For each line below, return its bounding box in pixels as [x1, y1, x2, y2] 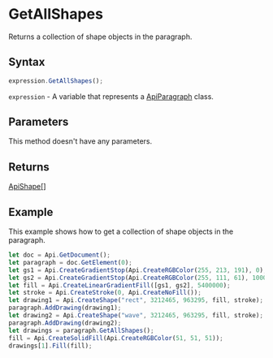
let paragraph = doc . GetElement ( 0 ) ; [8, 258, 132, 266]
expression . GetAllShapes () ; [8, 76, 104, 85]
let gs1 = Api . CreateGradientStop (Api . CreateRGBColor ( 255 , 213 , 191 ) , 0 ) [8, 265, 264, 274]
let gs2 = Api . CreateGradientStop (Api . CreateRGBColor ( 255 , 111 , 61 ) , [8, 274, 249, 282]
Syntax [8, 55, 45, 69]
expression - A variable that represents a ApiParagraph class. [8, 91, 214, 101]
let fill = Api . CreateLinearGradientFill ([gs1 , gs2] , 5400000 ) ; [8, 281, 231, 289]
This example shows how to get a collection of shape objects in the [8, 226, 234, 236]
